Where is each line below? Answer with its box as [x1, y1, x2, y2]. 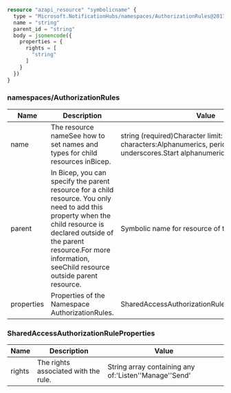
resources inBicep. [50, 157, 111, 166]
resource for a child [50, 185, 114, 194]
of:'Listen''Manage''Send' [107, 371, 191, 381]
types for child [50, 148, 98, 157]
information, [50, 254, 90, 263]
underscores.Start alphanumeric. [120, 148, 227, 157]
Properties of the [50, 291, 105, 300]
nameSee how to [50, 131, 105, 140]
